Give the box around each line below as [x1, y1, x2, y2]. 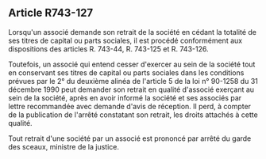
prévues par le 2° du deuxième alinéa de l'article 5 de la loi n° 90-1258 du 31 [8, 76, 258, 85]
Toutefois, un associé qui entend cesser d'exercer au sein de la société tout [8, 59, 256, 69]
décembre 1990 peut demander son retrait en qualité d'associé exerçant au [8, 85, 255, 94]
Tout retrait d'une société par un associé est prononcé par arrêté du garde [8, 134, 252, 143]
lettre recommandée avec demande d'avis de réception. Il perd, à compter [8, 101, 252, 111]
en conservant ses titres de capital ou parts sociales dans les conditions [8, 67, 245, 78]
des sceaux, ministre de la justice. [8, 142, 120, 151]
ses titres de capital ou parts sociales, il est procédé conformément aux [8, 36, 243, 45]
